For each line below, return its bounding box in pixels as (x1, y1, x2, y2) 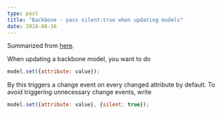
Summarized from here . (7, 42, 74, 50)
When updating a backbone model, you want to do (7, 55, 151, 63)
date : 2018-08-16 (7, 23, 57, 30)
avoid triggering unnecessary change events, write (7, 88, 152, 96)
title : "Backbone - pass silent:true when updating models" (7, 16, 184, 23)
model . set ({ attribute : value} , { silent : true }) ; (7, 101, 150, 109)
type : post (7, 10, 39, 17)
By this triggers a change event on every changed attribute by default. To (7, 80, 216, 89)
